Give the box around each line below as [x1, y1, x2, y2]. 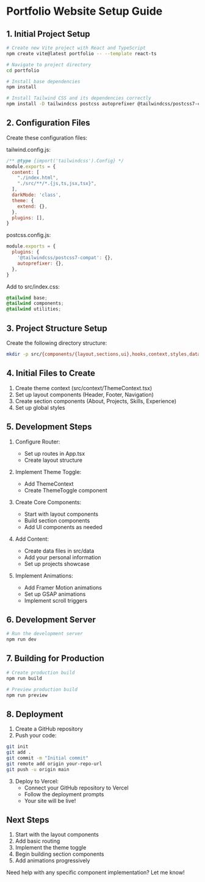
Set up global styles [15, 404, 65, 411]
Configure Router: [15, 438, 60, 445]
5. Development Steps [6, 421, 92, 432]
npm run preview [6, 692, 48, 698]
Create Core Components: [15, 498, 81, 506]
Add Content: [15, 535, 49, 543]
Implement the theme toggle [15, 844, 87, 851]
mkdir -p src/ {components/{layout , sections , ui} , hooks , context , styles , [6, 351, 190, 357]
